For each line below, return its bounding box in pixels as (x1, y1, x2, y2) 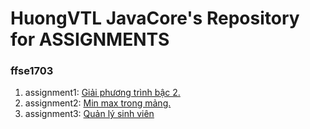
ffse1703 (10, 64, 54, 78)
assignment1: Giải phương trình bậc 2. (24, 87, 181, 99)
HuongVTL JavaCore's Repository (10, 7, 300, 30)
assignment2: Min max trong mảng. (24, 97, 172, 109)
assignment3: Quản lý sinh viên (24, 108, 155, 120)
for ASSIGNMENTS (10, 28, 170, 51)
